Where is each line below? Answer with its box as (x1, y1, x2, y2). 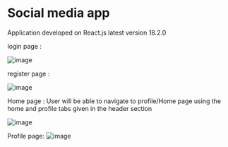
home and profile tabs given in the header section (7, 104, 152, 112)
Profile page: (7, 131, 44, 140)
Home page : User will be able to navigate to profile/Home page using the (7, 97, 221, 105)
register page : (7, 69, 50, 78)
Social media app (7, 5, 110, 21)
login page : (7, 42, 42, 50)
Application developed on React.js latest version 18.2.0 (7, 28, 167, 37)
